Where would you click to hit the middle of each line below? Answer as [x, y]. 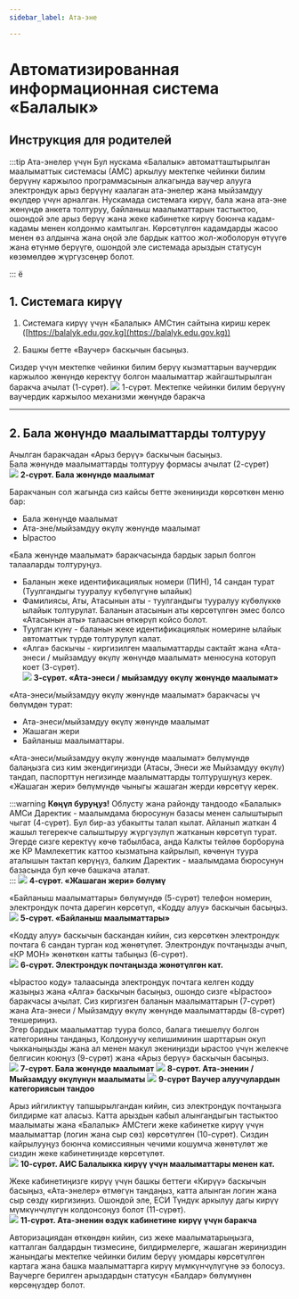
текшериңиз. [33, 1020]
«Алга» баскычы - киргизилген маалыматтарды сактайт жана [140, 649]
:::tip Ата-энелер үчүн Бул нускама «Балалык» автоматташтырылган [140, 161]
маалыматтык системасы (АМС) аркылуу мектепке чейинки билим [137, 171]
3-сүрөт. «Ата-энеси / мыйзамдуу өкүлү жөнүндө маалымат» [156, 678]
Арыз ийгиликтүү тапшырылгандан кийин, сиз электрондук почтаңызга [145, 1106]
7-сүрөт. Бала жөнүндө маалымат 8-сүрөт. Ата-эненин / [137, 1069]
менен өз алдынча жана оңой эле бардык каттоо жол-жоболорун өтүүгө [148, 237]
